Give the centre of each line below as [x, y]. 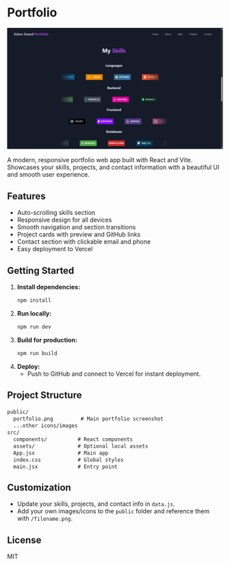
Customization [39, 487]
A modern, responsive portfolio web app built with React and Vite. [100, 160]
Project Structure [44, 395]
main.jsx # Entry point [65, 467]
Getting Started [41, 271]
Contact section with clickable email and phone [84, 242]
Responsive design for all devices [64, 220]
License [24, 540]
